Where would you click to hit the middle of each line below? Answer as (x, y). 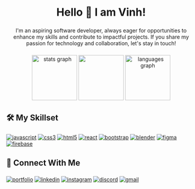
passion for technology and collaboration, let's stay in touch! (101, 43)
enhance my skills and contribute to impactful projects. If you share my (101, 37)
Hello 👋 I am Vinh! (101, 12)
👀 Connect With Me (43, 163)
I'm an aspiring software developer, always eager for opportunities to (101, 31)
